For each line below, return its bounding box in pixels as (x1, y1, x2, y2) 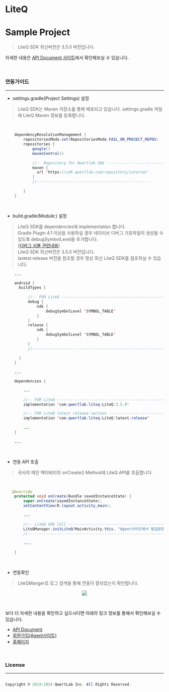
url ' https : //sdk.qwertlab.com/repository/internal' (37, 170, 150, 175)
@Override (12, 489, 33, 494)
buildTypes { (18, 285, 46, 291)
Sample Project (5, 27, 70, 38)
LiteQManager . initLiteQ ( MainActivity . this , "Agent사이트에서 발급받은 (23, 526, 165, 532)
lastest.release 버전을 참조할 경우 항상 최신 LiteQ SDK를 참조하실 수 (17, 255, 152, 261)
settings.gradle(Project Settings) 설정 (12, 95, 90, 101)
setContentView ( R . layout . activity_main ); (23, 503, 112, 508)
